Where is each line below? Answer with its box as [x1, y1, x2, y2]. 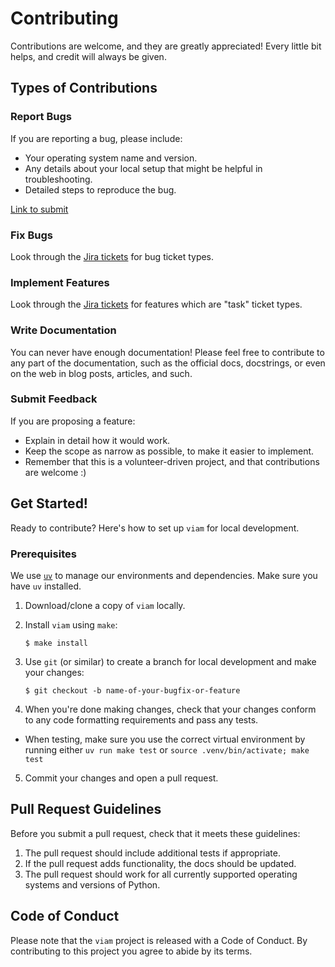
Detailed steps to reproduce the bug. [24, 183, 177, 196]
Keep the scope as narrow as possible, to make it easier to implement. [24, 445, 315, 457]
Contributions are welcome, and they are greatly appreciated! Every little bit [10, 40, 322, 52]
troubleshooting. [24, 173, 93, 185]
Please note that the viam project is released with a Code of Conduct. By [10, 934, 308, 946]
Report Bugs [10, 110, 72, 124]
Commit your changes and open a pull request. [24, 772, 219, 784]
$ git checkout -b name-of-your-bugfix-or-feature [24, 685, 241, 696]
